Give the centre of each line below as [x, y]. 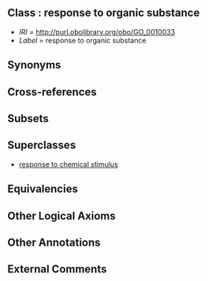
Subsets [28, 118]
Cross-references [52, 92]
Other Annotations [54, 242]
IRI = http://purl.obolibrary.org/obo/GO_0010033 [97, 31]
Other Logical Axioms [61, 216]
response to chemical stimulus [69, 164]
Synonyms [34, 65]
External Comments [57, 270]
